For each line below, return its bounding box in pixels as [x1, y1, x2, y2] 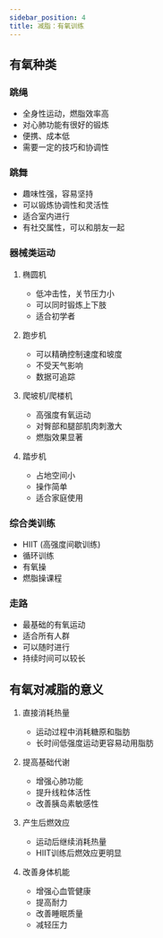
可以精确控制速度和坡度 [35, 348, 123, 359]
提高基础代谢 [21, 757, 70, 767]
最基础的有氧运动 [21, 619, 86, 630]
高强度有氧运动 [35, 409, 91, 420]
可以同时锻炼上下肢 [35, 299, 107, 310]
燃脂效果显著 [35, 432, 83, 443]
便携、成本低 [21, 131, 70, 142]
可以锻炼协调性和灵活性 [21, 199, 109, 211]
